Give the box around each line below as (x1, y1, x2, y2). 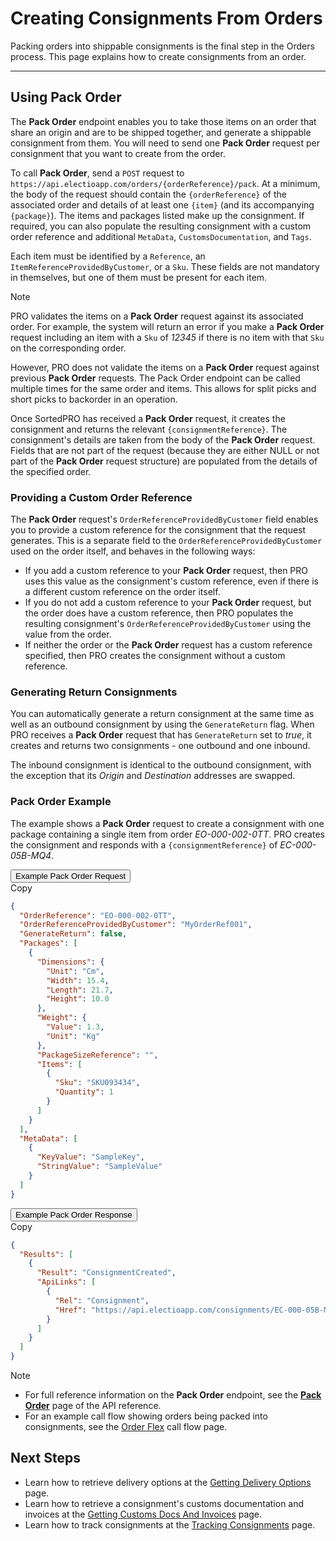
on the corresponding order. (10, 342, 127, 354)
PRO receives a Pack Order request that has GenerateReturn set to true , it (10, 729, 312, 741)
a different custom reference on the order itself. (24, 586, 221, 598)
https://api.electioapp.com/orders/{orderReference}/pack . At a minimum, (10, 177, 321, 189)
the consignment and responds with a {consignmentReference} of (10, 838, 278, 851)
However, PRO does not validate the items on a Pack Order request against (10, 361, 320, 373)
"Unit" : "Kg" (46, 1031, 101, 1041)
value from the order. (24, 628, 112, 641)
